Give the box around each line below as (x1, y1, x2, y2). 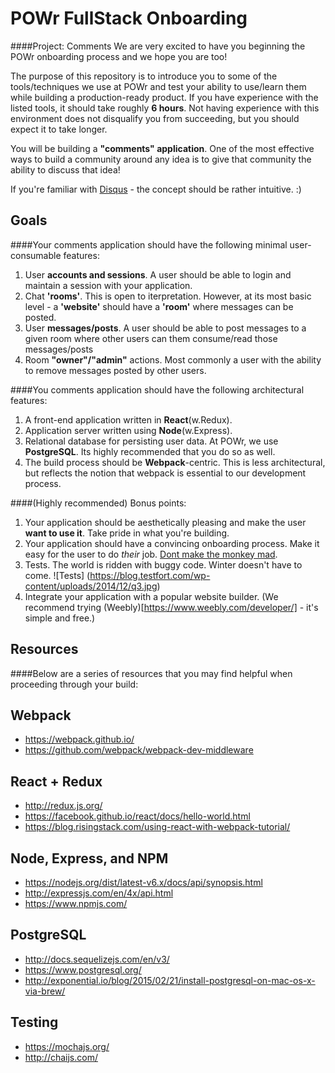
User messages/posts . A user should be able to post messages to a (24, 322, 307, 334)
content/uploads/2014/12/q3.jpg (24, 580, 158, 592)
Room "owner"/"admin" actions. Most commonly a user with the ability (24, 353, 322, 366)
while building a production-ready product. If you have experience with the (10, 91, 319, 103)
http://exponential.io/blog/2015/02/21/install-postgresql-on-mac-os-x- (24, 974, 316, 986)
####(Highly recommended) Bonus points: (10, 497, 187, 509)
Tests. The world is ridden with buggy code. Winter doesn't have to (24, 558, 303, 571)
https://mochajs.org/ (24, 1040, 110, 1052)
